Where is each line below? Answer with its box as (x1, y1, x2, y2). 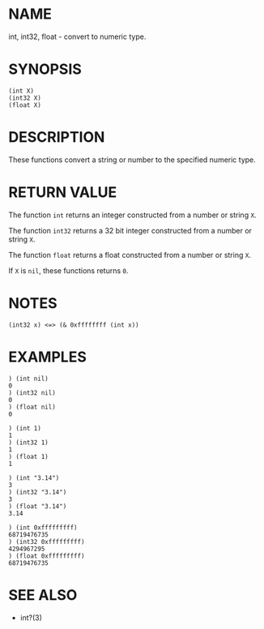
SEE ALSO (8, 585, 78, 604)
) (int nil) (8, 374, 49, 383)
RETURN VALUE (8, 183, 117, 201)
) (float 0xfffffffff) (8, 552, 85, 560)
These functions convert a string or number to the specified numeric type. (8, 155, 257, 165)
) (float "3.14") (8, 502, 67, 511)
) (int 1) (8, 424, 42, 432)
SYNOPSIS (8, 60, 83, 79)
